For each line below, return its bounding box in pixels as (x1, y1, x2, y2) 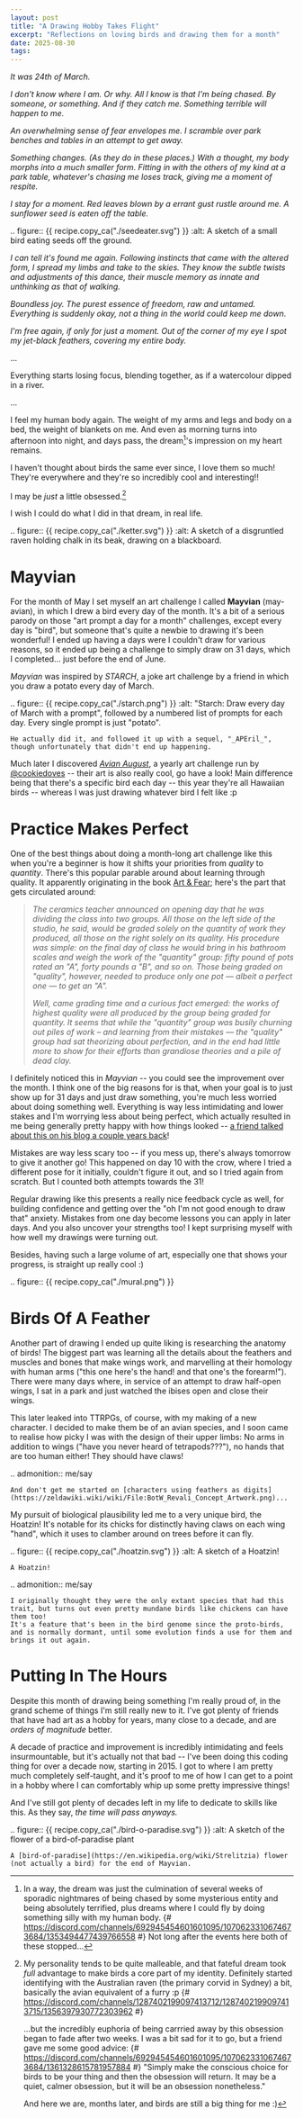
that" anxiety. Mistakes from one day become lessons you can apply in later (10, 1212, 291, 1224)
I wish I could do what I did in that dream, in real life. (10, 508, 203, 518)
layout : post (10, 13, 59, 23)
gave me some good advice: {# (22, 2042, 139, 2053)
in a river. (10, 380, 45, 391)
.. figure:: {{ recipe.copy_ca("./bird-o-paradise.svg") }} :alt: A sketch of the (10, 1825, 286, 1835)
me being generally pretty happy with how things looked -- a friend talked (10, 1121, 284, 1131)
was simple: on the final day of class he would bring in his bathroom (31, 942, 287, 953)
